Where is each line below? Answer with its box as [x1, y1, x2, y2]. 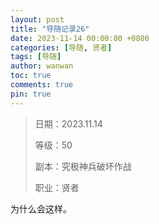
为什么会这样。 [10, 202, 72, 215]
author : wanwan [10, 61, 74, 71]
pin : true [10, 89, 52, 99]
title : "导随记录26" [10, 24, 90, 34]
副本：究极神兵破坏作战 [34, 160, 132, 172]
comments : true [10, 80, 74, 90]
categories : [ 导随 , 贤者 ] [10, 42, 113, 53]
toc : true [10, 71, 52, 81]
